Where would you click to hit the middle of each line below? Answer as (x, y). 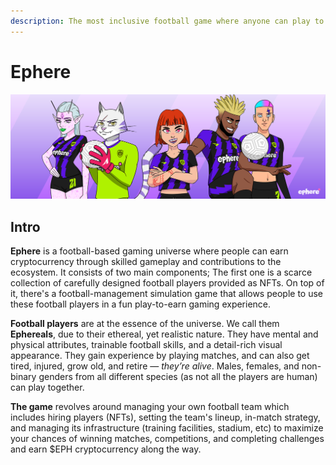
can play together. (47, 387)
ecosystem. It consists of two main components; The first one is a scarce (161, 272)
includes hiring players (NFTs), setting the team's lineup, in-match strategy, (165, 417)
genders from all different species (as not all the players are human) (178, 377)
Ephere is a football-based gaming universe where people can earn (149, 251)
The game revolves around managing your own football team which (150, 407)
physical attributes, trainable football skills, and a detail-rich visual (146, 345)
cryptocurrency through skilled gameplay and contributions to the (146, 262)
